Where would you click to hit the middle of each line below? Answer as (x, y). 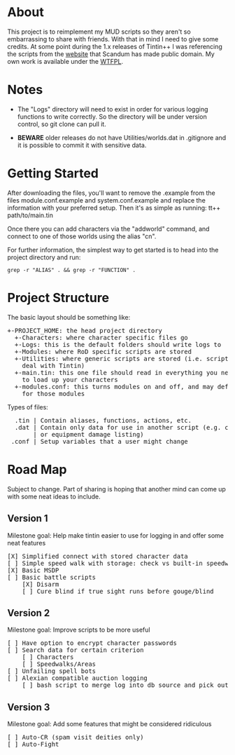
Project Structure (58, 298)
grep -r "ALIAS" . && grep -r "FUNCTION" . (72, 270)
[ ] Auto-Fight (33, 744)
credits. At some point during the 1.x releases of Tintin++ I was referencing (115, 46)
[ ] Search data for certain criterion (76, 650)
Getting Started (53, 174)
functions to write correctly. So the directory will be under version (112, 116)
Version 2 (29, 613)
